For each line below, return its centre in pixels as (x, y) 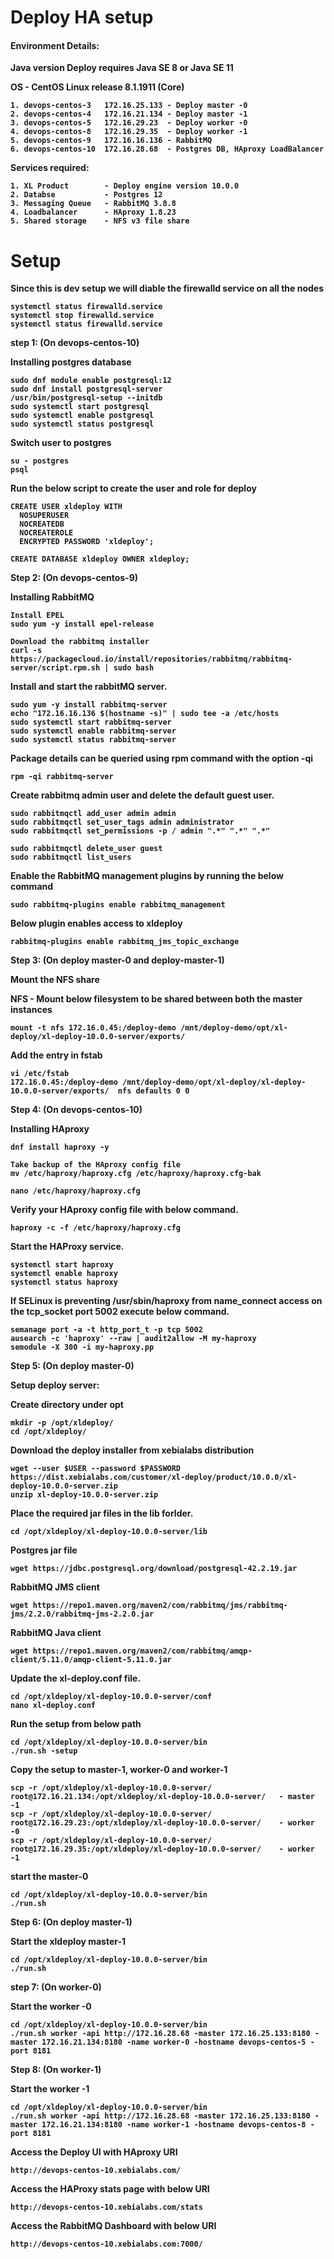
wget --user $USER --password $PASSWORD (96, 1469)
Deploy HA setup (82, 17)
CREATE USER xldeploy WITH (66, 507)
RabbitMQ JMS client (55, 1587)
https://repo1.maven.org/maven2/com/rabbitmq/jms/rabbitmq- (160, 1606)
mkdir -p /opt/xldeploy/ (62, 1423)
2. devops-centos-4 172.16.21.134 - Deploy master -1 (129, 114)
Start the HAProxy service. (67, 1247)
